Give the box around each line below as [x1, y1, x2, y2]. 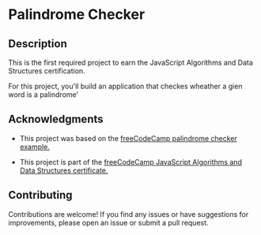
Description [8, 37, 67, 50]
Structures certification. [8, 66, 85, 76]
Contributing [8, 188, 73, 202]
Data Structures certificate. [19, 166, 108, 175]
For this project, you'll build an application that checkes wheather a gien [8, 81, 243, 91]
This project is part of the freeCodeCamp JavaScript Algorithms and [19, 157, 243, 166]
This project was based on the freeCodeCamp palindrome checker [19, 133, 237, 143]
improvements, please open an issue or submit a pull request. [8, 218, 209, 227]
